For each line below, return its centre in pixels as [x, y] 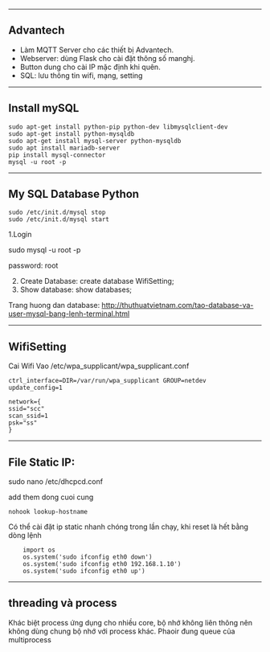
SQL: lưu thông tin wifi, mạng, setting [81, 75]
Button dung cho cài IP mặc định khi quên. [90, 67]
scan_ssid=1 [28, 416]
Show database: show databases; [76, 289]
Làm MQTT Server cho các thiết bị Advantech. [97, 50]
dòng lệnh [25, 535]
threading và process [63, 603]
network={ [25, 402]
